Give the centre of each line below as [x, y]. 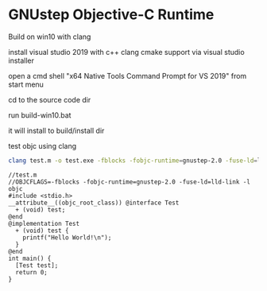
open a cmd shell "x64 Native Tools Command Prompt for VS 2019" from [128, 76]
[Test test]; [37, 265]
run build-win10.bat [40, 115]
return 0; [31, 272]
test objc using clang [43, 145]
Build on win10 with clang [50, 37]
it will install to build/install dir [56, 130]
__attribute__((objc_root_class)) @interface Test [94, 203]
